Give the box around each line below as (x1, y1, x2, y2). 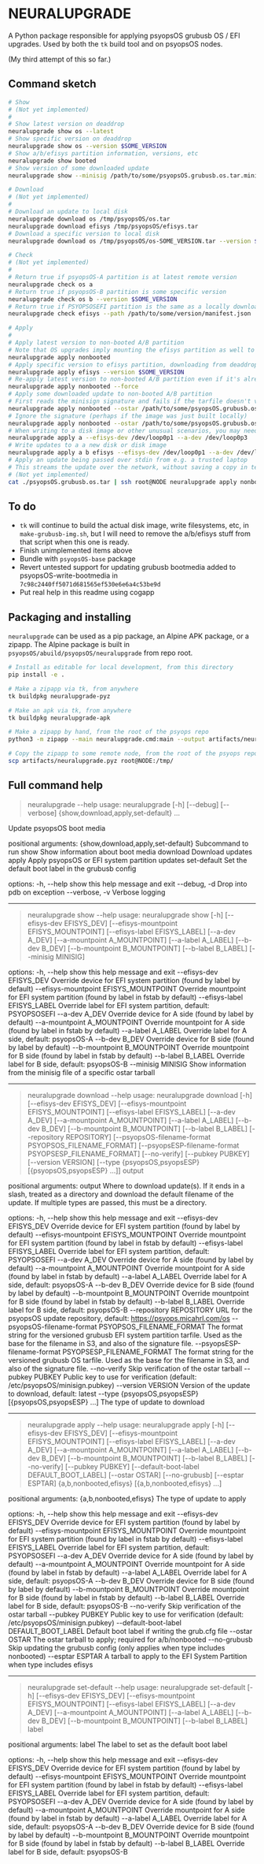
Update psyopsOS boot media (8, 823, 106, 832)
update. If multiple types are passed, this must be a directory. (8, 1197, 207, 1207)
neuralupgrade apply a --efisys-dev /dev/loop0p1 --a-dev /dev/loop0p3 (8, 434, 247, 442)
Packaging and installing (8, 610, 131, 623)
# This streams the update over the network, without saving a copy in (8, 463, 247, 471)
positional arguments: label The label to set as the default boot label (8, 1739, 228, 1749)
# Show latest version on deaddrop (8, 120, 125, 128)
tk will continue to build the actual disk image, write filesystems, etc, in (19, 521, 249, 530)
